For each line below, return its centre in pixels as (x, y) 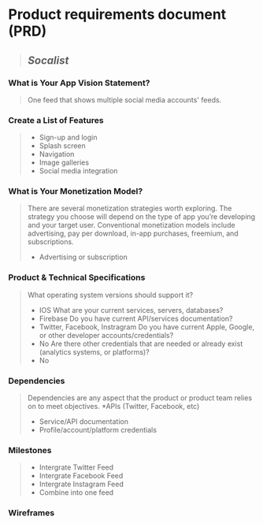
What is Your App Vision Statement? (79, 83)
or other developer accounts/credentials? (106, 335)
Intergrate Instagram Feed (81, 484)
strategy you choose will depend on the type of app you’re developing (141, 217)
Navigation (57, 154)
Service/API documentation (83, 422)
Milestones (30, 450)
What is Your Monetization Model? (76, 191)
